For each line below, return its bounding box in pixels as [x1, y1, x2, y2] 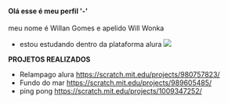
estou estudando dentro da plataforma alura [19, 40, 162, 49]
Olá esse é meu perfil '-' [8, 6, 89, 16]
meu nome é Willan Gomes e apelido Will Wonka [8, 23, 165, 33]
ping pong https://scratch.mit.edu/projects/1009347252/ [19, 87, 202, 96]
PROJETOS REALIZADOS [8, 55, 91, 64]
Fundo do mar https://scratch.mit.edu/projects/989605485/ [19, 78, 212, 87]
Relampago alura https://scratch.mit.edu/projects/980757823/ [19, 70, 221, 80]
